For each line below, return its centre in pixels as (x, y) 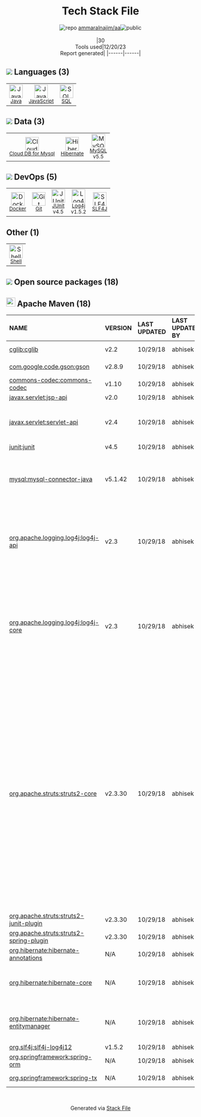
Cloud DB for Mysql (32, 153)
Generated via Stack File (100, 1108)
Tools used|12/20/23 (100, 47)
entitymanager (30, 1026)
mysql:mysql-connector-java (51, 480)
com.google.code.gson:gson (49, 367)
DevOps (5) (36, 177)
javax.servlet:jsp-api (38, 397)
